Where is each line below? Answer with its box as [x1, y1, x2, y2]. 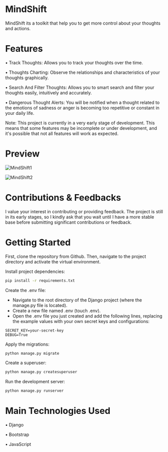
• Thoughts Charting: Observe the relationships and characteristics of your [5, 69, 160, 75]
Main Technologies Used [5, 405, 111, 417]
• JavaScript [5, 441, 32, 447]
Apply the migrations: [5, 341, 50, 347]
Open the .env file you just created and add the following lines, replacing [12, 313, 162, 319]
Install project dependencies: [5, 268, 65, 274]
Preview [5, 148, 40, 160]
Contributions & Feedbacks [5, 192, 121, 203]
